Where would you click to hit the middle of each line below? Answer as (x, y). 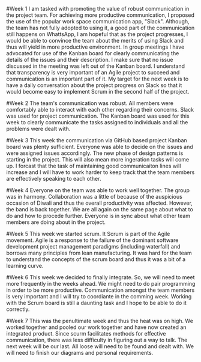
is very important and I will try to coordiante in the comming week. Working (99, 296)
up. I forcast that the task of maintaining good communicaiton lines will (94, 166)
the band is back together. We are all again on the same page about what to (100, 209)
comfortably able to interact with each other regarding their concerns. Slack (100, 110)
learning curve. (25, 266)
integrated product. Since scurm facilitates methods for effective (86, 333)
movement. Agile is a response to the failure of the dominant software (92, 240)
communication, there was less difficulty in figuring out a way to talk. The (97, 340)
